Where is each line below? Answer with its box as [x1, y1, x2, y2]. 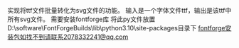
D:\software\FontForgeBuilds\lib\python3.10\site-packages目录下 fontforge [7, 24, 225, 32]
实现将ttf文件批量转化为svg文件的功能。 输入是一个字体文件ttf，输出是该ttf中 [7, 6, 232, 14]
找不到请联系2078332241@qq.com [26, 32, 129, 41]
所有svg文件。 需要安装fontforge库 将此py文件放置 [7, 15, 156, 23]
